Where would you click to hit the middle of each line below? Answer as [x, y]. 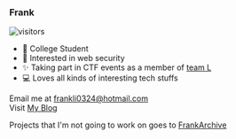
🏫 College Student [55, 49]
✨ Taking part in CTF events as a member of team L [117, 67]
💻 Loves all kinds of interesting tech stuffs [100, 78]
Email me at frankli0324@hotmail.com [79, 98]
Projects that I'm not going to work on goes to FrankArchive [118, 125]
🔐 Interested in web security [74, 58]
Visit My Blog [33, 108]
